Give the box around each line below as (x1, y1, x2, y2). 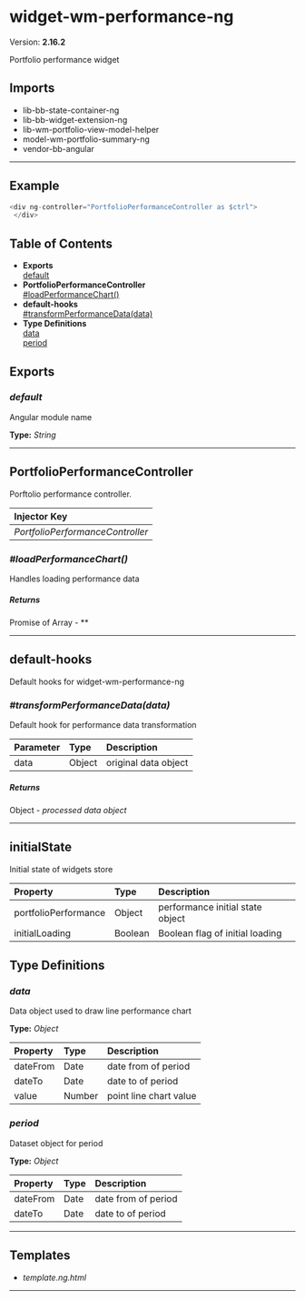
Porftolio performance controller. (9, 489, 132, 499)
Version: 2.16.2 (9, 36, 66, 47)
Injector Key (14, 509, 68, 522)
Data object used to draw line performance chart (9, 1005, 192, 1016)
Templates (9, 1248, 71, 1264)
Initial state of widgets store (9, 863, 113, 874)
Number (63, 1090, 99, 1103)
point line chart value (107, 1090, 197, 1103)
